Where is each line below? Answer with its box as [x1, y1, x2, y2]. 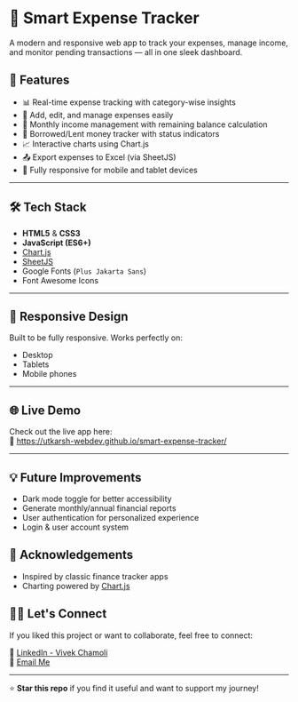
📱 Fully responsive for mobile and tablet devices [21, 164, 198, 175]
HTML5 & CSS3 [21, 227, 81, 238]
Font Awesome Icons [21, 275, 99, 285]
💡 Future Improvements [9, 470, 142, 485]
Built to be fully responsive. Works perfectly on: [9, 332, 184, 343]
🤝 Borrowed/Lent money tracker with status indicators [21, 128, 220, 139]
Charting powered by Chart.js [21, 580, 130, 591]
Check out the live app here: [9, 427, 113, 437]
